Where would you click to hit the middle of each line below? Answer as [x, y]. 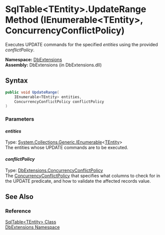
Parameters [20, 119]
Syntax [17, 81]
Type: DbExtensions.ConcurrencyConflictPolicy [54, 170]
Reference [18, 211]
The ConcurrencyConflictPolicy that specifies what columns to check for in [83, 175]
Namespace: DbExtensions [34, 59]
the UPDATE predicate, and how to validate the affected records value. [78, 181]
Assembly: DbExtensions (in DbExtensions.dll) [53, 65]
